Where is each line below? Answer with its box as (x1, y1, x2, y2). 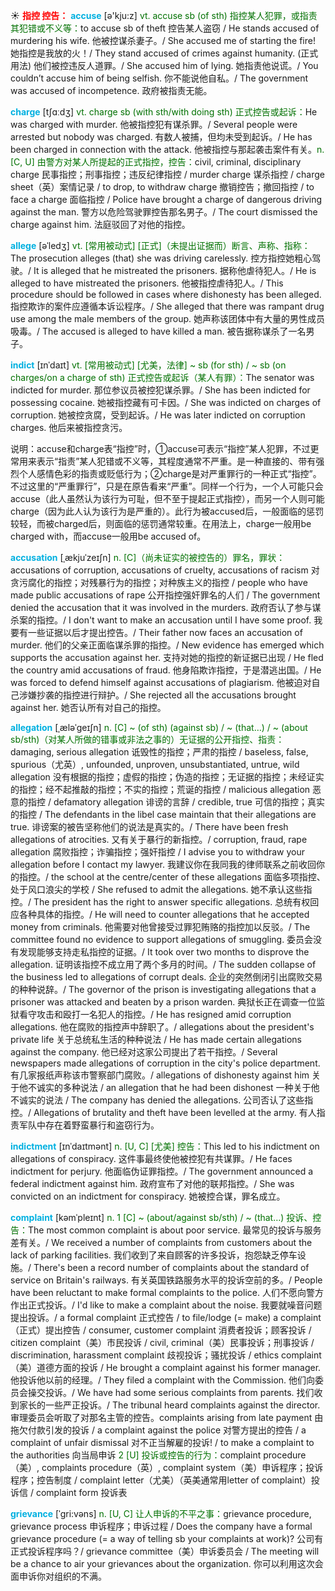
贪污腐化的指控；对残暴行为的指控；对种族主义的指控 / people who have (10, 577, 308, 588)
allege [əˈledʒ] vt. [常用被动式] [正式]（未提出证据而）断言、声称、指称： (10, 240, 311, 251)
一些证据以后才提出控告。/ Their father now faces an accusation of (27, 627, 303, 638)
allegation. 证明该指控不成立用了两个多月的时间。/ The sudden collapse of (10, 959, 317, 970)
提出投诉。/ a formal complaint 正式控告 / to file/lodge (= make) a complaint (10, 1312, 322, 1323)
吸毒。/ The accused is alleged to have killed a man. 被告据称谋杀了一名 (10, 325, 307, 337)
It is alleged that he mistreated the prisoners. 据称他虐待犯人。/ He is (33, 265, 317, 276)
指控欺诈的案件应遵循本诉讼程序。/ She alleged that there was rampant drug (10, 300, 325, 312)
